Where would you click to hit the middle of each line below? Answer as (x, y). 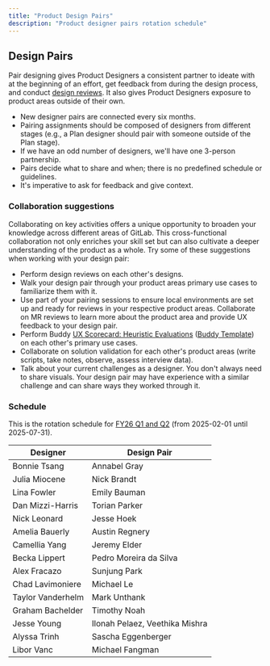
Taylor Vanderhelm (48, 597)
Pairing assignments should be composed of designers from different (135, 125)
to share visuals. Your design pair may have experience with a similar (135, 377)
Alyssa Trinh (36, 636)
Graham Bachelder (48, 610)
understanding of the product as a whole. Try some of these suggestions (130, 249)
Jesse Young (37, 623)
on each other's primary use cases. (79, 342)
